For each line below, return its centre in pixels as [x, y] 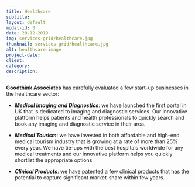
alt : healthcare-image [34, 50]
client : [16, 60]
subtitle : [18, 17]
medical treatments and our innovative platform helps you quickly [93, 154]
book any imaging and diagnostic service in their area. [80, 124]
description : [22, 71]
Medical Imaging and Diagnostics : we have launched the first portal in [100, 105]
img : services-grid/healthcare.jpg [49, 39]
